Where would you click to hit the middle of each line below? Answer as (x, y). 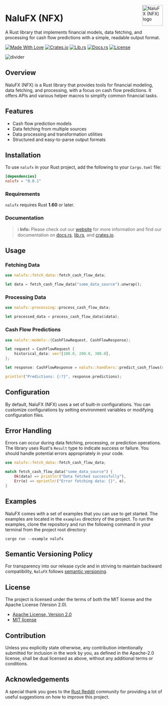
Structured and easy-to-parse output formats (59, 139)
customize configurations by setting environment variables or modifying (79, 410)
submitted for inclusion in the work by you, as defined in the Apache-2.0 (79, 653)
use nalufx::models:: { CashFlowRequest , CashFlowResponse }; (68, 340)
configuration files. (24, 415)
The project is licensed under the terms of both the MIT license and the (78, 600)
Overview (21, 73)
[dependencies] (21, 177)
